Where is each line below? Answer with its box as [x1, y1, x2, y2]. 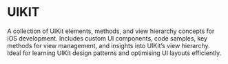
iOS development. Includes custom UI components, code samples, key [7, 34, 208, 42]
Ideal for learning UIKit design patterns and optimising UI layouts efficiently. [7, 49, 222, 57]
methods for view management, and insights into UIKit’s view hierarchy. [7, 41, 210, 50]
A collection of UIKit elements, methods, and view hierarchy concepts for [7, 27, 215, 35]
